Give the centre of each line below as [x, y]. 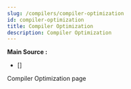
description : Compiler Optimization [59, 33]
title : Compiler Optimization [50, 26]
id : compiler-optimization [46, 20]
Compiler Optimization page [47, 79]
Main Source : [27, 52]
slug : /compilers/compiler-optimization [66, 13]
